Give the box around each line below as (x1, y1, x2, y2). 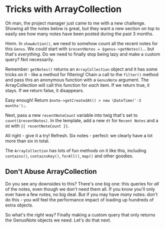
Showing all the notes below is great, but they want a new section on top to (5, 25, 160, 31)
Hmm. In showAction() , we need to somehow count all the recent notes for (5, 40, 158, 46)
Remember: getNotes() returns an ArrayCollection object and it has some (5, 66, 157, 72)
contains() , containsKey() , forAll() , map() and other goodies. (5, 153, 133, 159)
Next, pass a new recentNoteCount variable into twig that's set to (5, 112, 138, 118)
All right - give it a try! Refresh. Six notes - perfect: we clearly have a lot (5, 132, 153, 138)
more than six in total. (5, 138, 50, 144)
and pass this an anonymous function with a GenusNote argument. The (5, 77, 149, 83)
